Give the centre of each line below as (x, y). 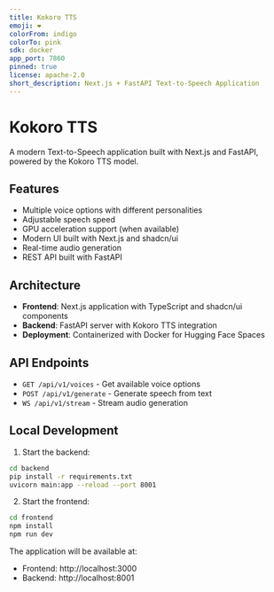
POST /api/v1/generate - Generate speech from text (117, 393)
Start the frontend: (56, 502)
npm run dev (31, 534)
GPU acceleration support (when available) (101, 229)
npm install (31, 526)
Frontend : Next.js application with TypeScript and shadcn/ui (132, 307)
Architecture (45, 285)
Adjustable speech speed (69, 220)
